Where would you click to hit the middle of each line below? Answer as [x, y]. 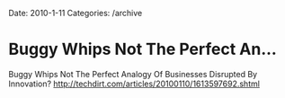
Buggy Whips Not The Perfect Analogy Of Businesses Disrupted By [133, 74]
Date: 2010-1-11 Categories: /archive [76, 13]
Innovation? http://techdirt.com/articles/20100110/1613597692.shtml [134, 84]
